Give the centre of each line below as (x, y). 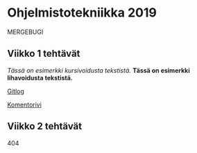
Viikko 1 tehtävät (44, 54)
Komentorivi (24, 105)
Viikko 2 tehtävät (44, 126)
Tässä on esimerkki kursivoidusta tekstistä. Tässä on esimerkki (98, 70)
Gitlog (16, 91)
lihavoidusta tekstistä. (40, 78)
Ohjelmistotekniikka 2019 (82, 13)
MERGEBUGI (25, 32)
